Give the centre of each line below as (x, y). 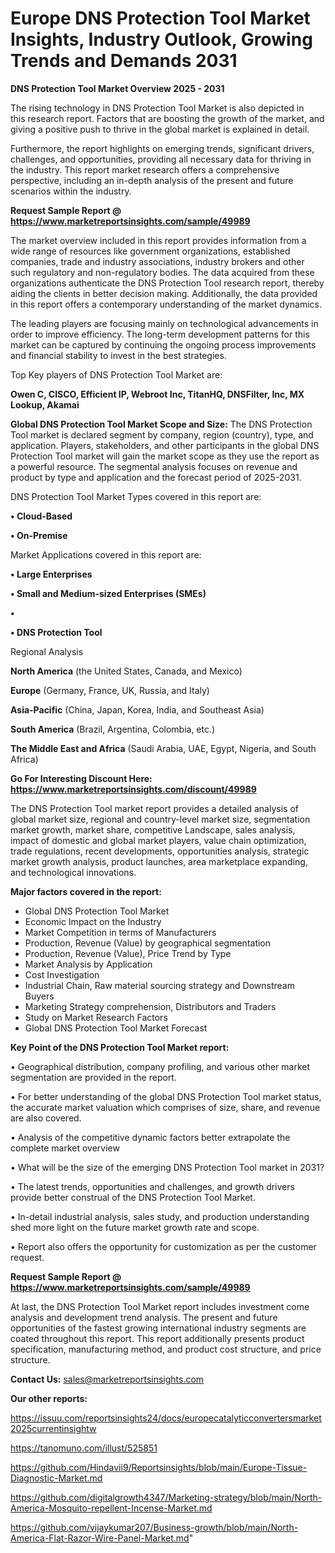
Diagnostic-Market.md (56, 1478)
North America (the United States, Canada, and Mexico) (126, 671)
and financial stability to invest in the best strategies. (118, 355)
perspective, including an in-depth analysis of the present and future (152, 180)
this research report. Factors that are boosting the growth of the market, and (167, 118)
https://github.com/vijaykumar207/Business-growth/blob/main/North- (154, 1527)
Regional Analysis (47, 651)
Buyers (39, 996)
